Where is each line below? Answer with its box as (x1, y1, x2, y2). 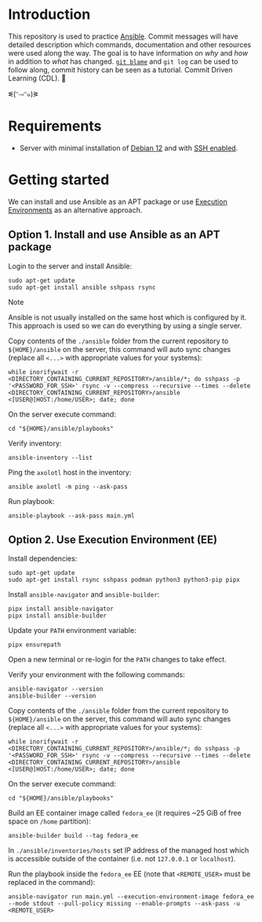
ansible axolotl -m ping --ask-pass (8, 483, 128, 491)
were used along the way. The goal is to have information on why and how (8, 48, 249, 57)
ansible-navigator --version (8, 685, 104, 694)
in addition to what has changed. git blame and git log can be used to (8, 57, 238, 66)
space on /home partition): (8, 816, 92, 826)
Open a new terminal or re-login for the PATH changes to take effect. (8, 655, 227, 665)
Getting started (8, 171, 110, 189)
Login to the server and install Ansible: (8, 261, 133, 271)
